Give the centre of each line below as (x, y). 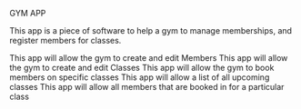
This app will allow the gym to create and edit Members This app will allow (149, 58)
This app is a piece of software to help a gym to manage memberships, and (151, 30)
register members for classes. (65, 40)
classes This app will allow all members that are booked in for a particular (147, 87)
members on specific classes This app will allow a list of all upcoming (140, 77)
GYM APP (28, 13)
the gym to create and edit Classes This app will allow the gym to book (142, 68)
